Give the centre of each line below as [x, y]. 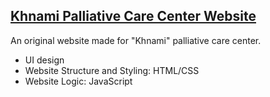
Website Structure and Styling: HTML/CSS [112, 70]
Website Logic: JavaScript [78, 81]
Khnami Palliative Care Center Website [133, 16]
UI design [44, 60]
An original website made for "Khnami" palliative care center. [136, 40]
